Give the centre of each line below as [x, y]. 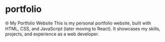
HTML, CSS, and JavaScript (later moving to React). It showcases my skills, [83, 28]
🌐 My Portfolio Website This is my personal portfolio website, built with [78, 23]
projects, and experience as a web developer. [52, 34]
